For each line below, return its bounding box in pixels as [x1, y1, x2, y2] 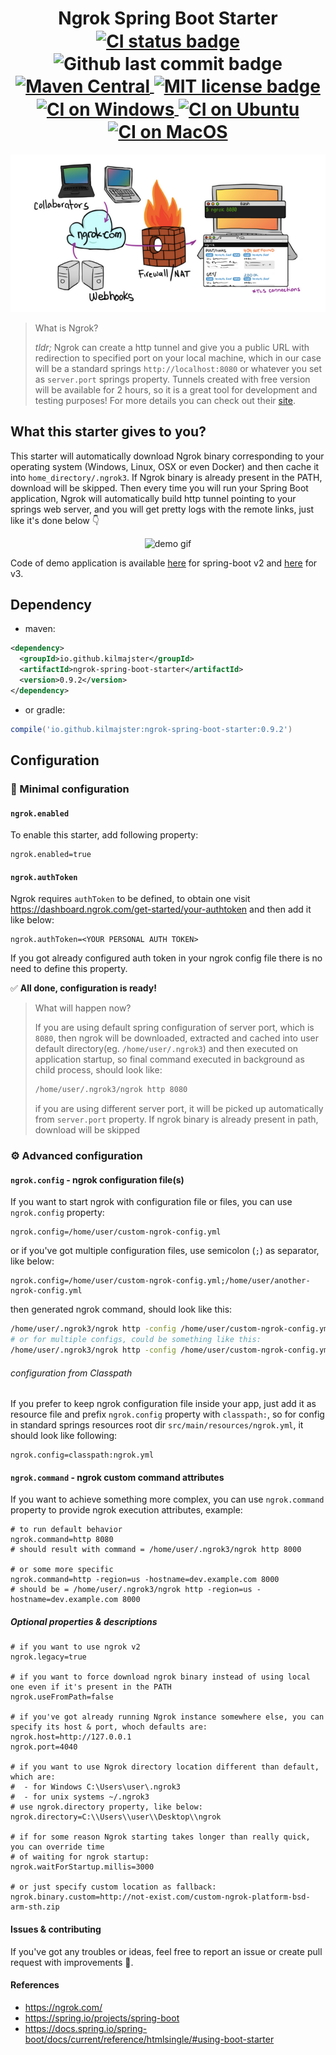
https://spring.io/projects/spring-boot [24, 2012, 180, 2024]
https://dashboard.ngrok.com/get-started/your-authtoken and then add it [10, 903, 312, 916]
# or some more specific [10, 1565, 114, 1575]
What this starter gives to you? [10, 423, 207, 441]
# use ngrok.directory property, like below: [10, 1802, 203, 1812]
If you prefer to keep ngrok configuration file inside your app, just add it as [10, 1398, 317, 1410]
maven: [24, 623, 56, 635]
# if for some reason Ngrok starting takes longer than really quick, [10, 1832, 311, 1842]
